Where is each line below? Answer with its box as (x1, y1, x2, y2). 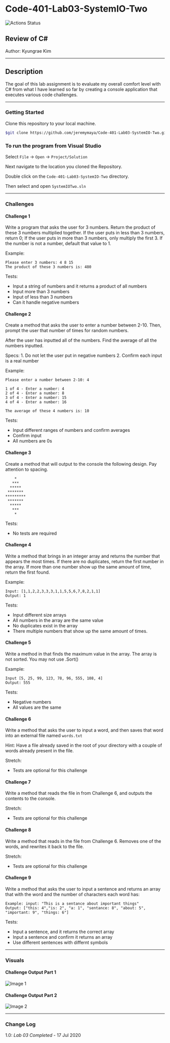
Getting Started (5, 109, 44, 116)
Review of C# (5, 34, 48, 43)
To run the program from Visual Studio (5, 142, 102, 149)
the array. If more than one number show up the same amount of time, (5, 564, 152, 570)
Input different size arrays (12, 612, 67, 618)
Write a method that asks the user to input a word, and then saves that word (5, 727, 163, 733)
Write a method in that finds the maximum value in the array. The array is (5, 651, 157, 657)
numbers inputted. (5, 343, 44, 349)
